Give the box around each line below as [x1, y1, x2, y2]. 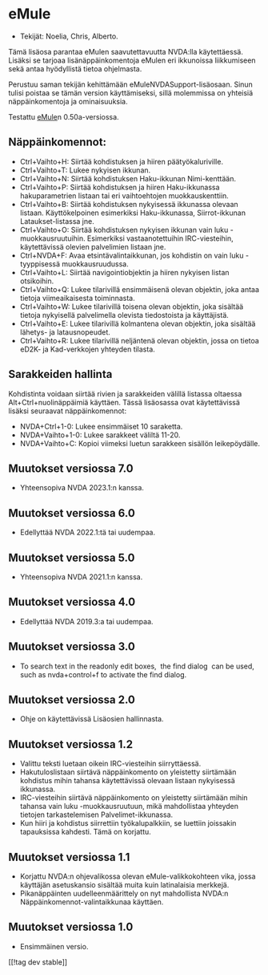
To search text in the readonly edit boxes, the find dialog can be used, [19, 661, 254, 671]
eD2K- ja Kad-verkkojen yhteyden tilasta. [19, 344, 156, 354]
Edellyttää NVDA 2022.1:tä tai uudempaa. [19, 527, 156, 538]
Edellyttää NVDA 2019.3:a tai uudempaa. [19, 616, 154, 626]
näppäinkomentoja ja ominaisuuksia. [8, 96, 128, 106]
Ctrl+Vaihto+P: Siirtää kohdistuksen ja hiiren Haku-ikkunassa [19, 182, 220, 192]
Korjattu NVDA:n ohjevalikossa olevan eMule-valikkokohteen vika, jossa [19, 871, 256, 881]
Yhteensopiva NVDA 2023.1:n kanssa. [19, 483, 144, 493]
